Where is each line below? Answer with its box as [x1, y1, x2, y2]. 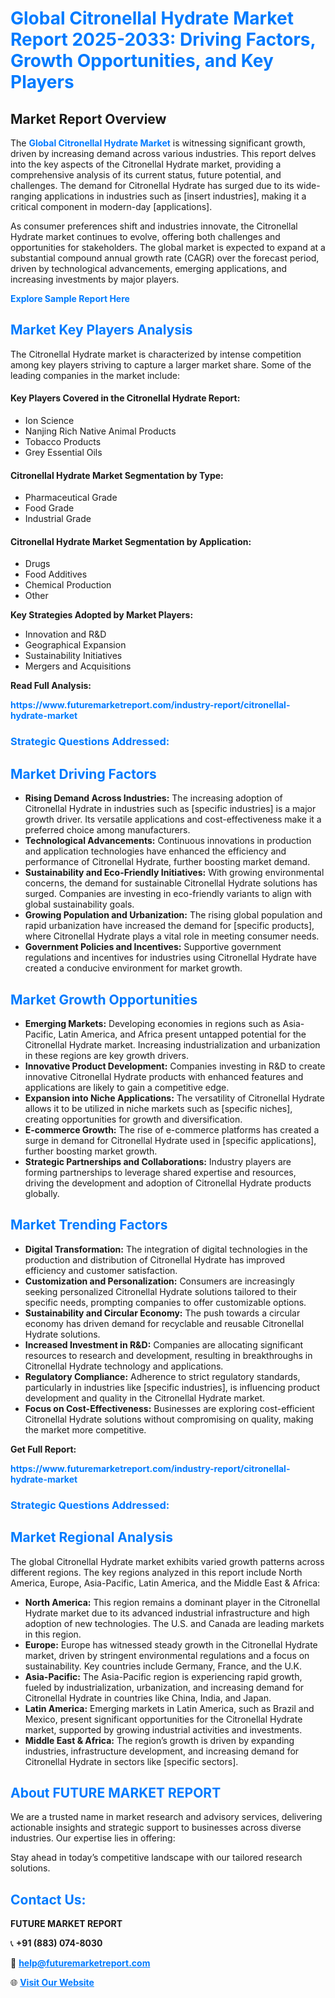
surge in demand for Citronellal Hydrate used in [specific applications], [24, 1134, 317, 1146]
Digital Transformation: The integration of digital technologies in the [24, 1243, 308, 1255]
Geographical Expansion [24, 639, 127, 651]
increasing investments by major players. [10, 273, 180, 285]
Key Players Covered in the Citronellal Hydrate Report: [10, 392, 241, 404]
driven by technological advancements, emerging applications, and [10, 263, 288, 274]
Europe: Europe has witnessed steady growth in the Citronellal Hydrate [24, 1638, 318, 1651]
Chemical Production [24, 579, 112, 591]
